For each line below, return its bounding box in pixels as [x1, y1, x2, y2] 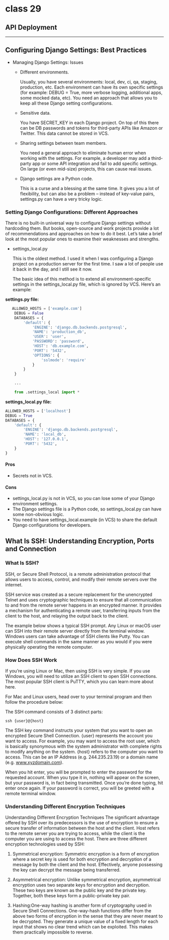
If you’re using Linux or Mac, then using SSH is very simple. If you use [5, 668, 150, 674]
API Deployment [5, 23, 57, 32]
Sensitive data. [20, 110, 51, 116]
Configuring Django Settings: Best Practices [5, 46, 147, 54]
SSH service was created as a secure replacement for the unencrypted [5, 591, 152, 597]
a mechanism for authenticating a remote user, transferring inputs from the [5, 607, 160, 614]
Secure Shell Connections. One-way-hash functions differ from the [12, 908, 152, 914]
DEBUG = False [14, 310, 44, 316]
